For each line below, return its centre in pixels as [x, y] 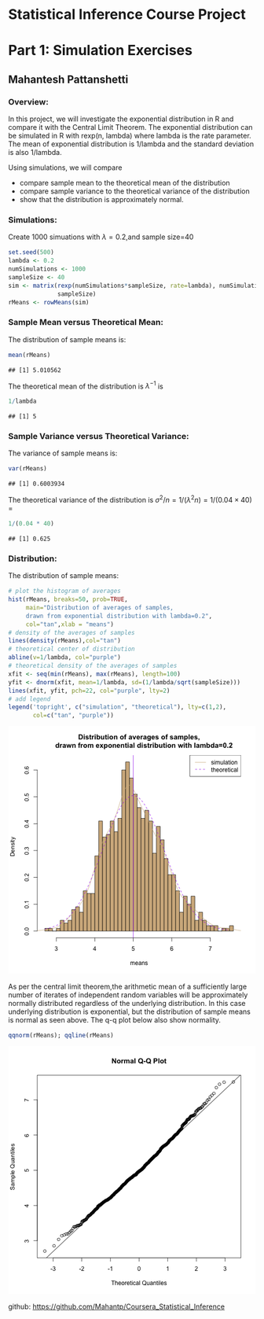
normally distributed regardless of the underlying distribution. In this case [127, 1004]
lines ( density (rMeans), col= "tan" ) [65, 641]
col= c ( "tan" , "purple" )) [73, 716]
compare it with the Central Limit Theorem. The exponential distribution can [130, 127]
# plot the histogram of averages [65, 591]
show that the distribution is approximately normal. [101, 200]
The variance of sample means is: [63, 453]
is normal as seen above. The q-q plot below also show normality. [115, 1020]
